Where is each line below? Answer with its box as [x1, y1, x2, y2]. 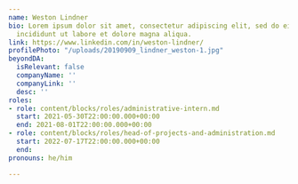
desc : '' [16, 87, 49, 96]
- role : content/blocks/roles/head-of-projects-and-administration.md [8, 129, 276, 138]
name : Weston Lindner [8, 12, 89, 22]
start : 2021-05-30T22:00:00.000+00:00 [16, 112, 161, 121]
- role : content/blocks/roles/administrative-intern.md [8, 104, 220, 113]
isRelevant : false [16, 63, 85, 72]
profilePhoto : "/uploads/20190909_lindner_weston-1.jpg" [8, 46, 224, 55]
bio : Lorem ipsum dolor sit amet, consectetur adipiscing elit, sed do [8, 21, 279, 30]
